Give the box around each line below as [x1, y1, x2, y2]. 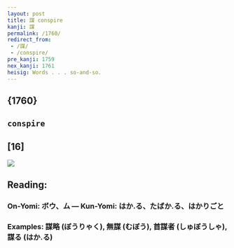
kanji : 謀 [7, 23, 35, 30]
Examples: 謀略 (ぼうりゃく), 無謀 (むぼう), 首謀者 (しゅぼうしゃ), [7, 222, 228, 232]
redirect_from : [7, 36, 52, 43]
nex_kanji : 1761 [7, 62, 55, 69]
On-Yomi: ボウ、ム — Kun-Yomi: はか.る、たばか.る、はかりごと [7, 201, 224, 211]
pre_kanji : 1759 [7, 56, 55, 63]
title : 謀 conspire [7, 17, 63, 24]
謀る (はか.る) [7, 233, 53, 242]
